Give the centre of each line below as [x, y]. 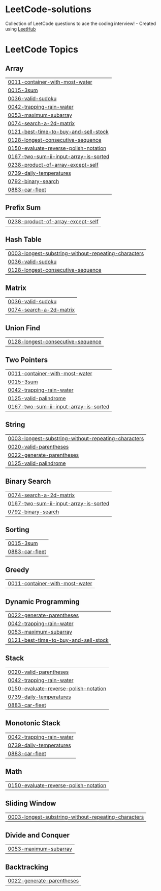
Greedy [17, 570]
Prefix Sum [23, 208]
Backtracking [27, 867]
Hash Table [23, 240]
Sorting [17, 530]
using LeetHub [21, 29]
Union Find [23, 328]
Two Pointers [27, 360]
